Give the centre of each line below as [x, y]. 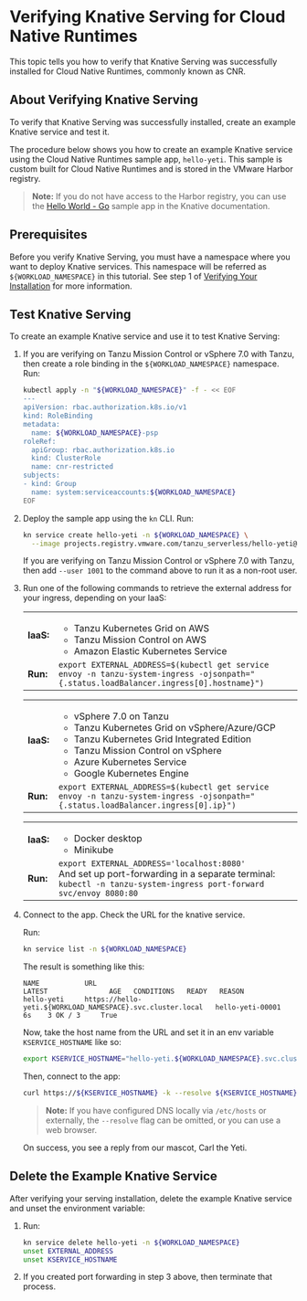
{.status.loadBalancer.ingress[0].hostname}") [161, 683]
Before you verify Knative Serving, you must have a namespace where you [150, 257]
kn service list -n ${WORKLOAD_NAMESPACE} [105, 949]
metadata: [42, 424]
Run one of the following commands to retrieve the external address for [157, 588]
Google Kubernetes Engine [131, 774]
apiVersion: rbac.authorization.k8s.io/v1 [105, 407]
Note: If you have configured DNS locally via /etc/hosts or [156, 1111]
